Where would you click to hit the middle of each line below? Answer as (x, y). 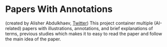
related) (13, 28)
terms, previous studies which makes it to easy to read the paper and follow (84, 33)
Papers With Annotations (59, 9)
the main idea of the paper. (33, 39)
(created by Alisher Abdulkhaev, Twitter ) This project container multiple (79, 23)
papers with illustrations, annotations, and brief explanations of (88, 28)
